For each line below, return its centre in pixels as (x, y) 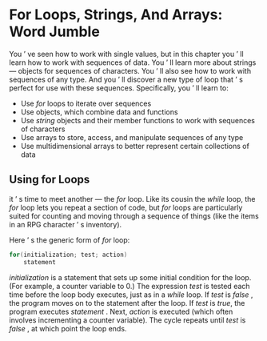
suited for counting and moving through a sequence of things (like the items (134, 216)
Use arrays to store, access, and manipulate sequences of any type (132, 137)
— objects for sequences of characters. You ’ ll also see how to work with (130, 70)
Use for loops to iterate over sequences (86, 103)
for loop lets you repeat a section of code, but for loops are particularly (126, 207)
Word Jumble (55, 32)
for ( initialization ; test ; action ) (68, 255)
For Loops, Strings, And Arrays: (116, 15)
